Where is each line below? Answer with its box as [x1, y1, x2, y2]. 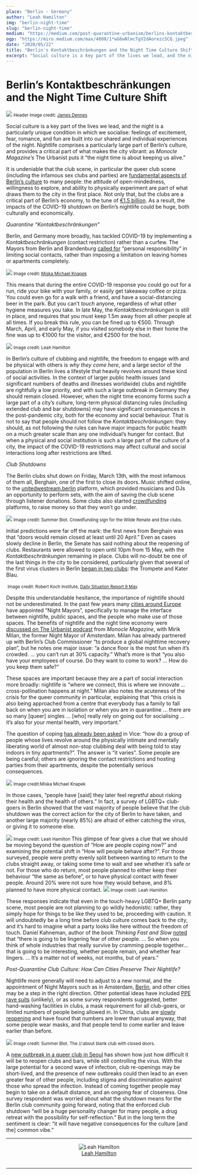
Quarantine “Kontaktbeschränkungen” [6, 221, 100, 228]
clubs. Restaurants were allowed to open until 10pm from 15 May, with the [6, 546, 184, 553]
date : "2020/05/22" [6, 42, 54, 48]
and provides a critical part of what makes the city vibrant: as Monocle [6, 147, 177, 154]
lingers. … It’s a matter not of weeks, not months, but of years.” [6, 954, 159, 961]
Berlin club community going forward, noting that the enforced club [6, 1101, 170, 1108]
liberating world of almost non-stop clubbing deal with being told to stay [6, 743, 181, 750]
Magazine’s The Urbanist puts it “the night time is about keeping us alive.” [6, 154, 186, 161]
